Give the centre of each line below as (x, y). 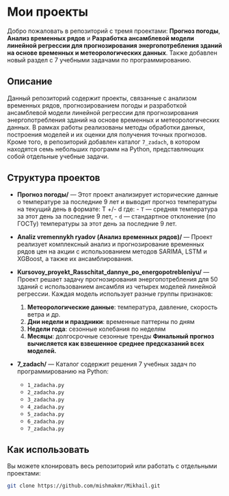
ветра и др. (44, 314)
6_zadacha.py (46, 421)
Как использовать (49, 449)
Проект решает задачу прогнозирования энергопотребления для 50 (117, 279)
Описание (30, 82)
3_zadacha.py (46, 399)
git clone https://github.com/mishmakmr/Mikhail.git (84, 486)
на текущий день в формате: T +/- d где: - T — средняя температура (117, 209)
